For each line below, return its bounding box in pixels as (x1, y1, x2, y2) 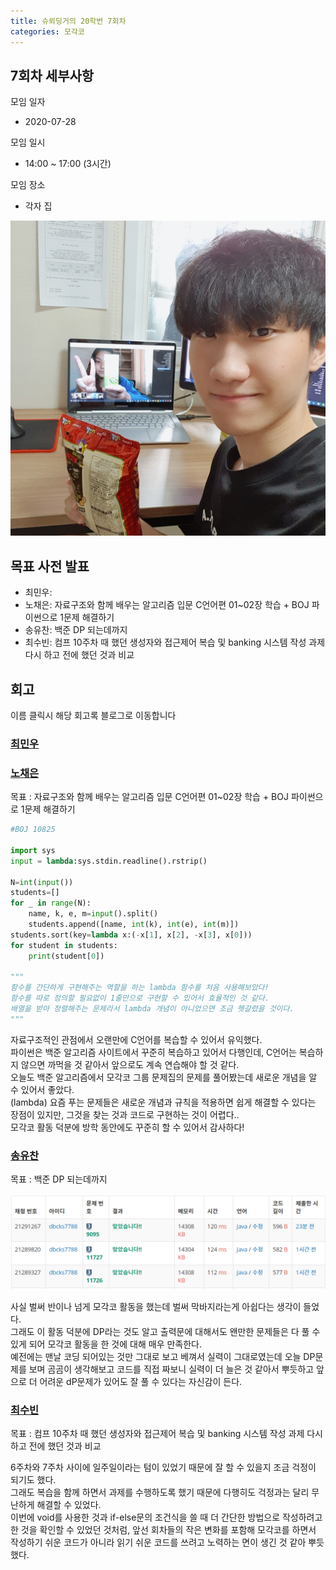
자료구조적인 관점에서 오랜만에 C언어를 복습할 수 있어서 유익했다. (10, 1033, 263, 1045)
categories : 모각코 (10, 26, 85, 37)
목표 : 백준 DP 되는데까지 (10, 1173, 108, 1185)
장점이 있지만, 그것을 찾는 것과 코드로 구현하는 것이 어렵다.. (10, 1108, 240, 1120)
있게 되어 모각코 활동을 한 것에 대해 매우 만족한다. (10, 1338, 203, 1350)
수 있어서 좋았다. (10, 1083, 75, 1095)
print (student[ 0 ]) (28, 951, 105, 961)
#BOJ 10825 (10, 825, 56, 835)
